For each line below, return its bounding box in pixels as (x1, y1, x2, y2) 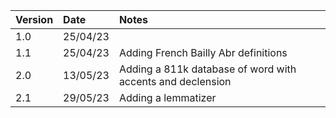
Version (15, 13, 54, 26)
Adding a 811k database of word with (118, 62, 297, 76)
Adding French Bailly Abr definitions (118, 46, 288, 59)
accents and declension (118, 75, 232, 88)
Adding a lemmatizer (118, 91, 217, 104)
